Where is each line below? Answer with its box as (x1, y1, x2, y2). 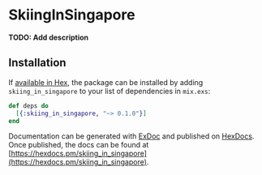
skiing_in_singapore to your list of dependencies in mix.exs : (8, 86, 211, 96)
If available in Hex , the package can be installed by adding (8, 77, 204, 87)
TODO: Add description (8, 32, 89, 42)
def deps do (8, 101, 49, 110)
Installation (8, 56, 67, 70)
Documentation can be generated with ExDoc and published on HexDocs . (8, 131, 255, 141)
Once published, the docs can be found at (8, 140, 149, 150)
